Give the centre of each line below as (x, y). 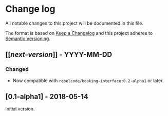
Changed (17, 69)
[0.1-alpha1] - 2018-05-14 (47, 97)
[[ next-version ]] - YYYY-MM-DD (59, 55)
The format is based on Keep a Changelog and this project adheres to (79, 33)
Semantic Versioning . (28, 38)
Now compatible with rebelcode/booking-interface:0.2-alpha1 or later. (88, 81)
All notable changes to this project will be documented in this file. (74, 23)
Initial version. (20, 109)
